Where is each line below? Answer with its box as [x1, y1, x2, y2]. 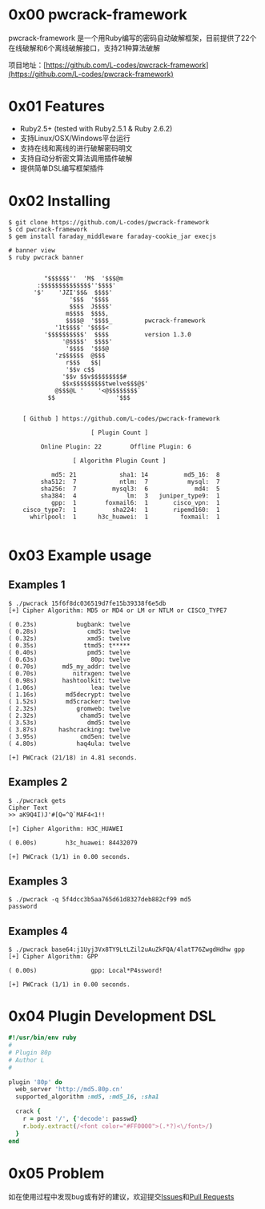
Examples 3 [8, 875, 68, 889]
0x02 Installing [8, 192, 110, 210]
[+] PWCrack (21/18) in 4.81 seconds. [8, 753, 138, 762]
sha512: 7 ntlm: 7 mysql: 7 [40, 478, 220, 486]
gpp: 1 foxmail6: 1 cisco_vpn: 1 [50, 498, 220, 506]
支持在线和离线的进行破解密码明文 [19, 143, 133, 153]
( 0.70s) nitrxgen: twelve [8, 669, 130, 678]
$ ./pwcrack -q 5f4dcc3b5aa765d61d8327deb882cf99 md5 [8, 896, 192, 904]
